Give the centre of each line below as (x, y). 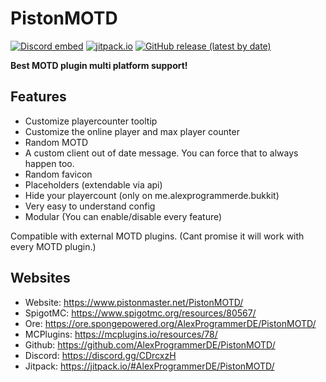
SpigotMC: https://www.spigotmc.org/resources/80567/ (140, 313)
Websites (40, 278)
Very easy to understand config (90, 206)
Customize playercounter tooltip (91, 121)
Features (38, 97)
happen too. (49, 163)
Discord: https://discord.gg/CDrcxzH (100, 355)
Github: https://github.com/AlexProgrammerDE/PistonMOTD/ (150, 344)
